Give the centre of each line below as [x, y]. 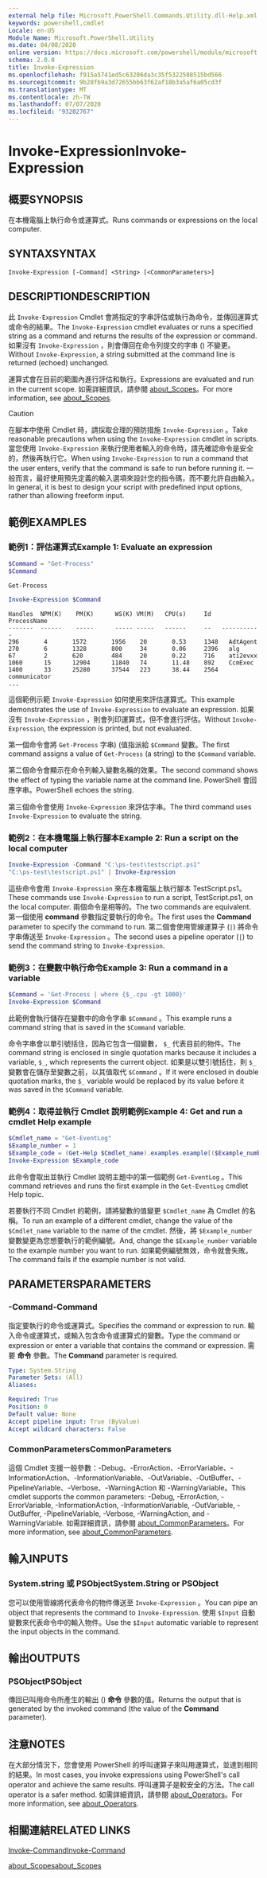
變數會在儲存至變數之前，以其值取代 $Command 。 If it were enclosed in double [133, 1072]
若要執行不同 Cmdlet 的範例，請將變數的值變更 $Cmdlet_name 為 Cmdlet [124, 1210]
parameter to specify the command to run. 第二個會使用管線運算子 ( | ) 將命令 [133, 926]
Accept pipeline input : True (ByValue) [74, 1421]
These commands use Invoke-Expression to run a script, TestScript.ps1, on [131, 897]
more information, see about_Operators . [74, 1804]
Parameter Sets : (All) [46, 1377]
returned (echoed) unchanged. [59, 362]
